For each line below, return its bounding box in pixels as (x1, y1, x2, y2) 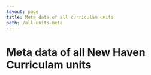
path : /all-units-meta (6, 20, 63, 26)
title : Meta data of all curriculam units (6, 14, 114, 20)
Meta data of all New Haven (6, 45, 146, 59)
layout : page (6, 8, 39, 15)
